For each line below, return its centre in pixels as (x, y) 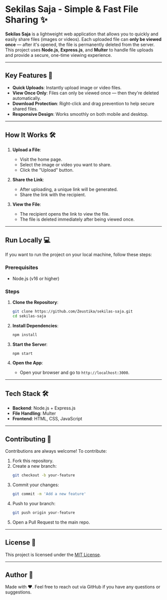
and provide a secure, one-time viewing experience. (59, 55)
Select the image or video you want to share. (66, 164)
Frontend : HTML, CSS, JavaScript (47, 419)
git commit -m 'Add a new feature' (49, 494)
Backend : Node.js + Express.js (44, 408)
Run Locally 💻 (28, 240)
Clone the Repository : (35, 302)
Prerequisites (22, 268)
